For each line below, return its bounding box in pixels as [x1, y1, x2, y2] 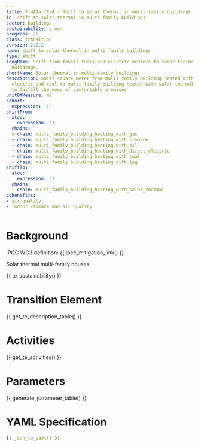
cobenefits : [6, 192, 36, 198]
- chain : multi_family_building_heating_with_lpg [11, 159, 138, 165]
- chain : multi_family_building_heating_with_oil [11, 142, 138, 148]
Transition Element [6, 293, 102, 307]
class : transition [6, 37, 52, 42]
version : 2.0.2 [6, 42, 44, 48]
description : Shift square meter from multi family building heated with [6, 75, 194, 81]
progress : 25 [6, 31, 39, 37]
